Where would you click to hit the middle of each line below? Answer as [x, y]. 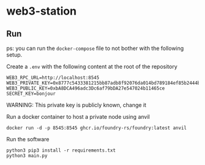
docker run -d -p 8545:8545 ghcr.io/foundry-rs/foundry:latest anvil [97, 128]
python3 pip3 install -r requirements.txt [61, 150]
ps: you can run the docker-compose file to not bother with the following [95, 48]
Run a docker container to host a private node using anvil [78, 117]
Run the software [28, 139]
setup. [14, 55]
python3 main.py [27, 156]
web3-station [41, 11]
